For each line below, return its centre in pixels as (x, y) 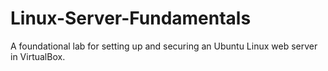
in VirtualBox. (38, 56)
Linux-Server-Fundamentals (131, 18)
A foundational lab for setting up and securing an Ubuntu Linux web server (164, 46)
